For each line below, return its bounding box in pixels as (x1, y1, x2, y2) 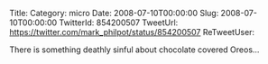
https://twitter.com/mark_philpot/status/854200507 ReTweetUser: (9, 27, 255, 37)
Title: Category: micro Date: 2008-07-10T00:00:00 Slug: (9, 8, 219, 18)
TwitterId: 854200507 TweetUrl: (59, 17, 179, 28)
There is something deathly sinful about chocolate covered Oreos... (9, 44, 260, 55)
